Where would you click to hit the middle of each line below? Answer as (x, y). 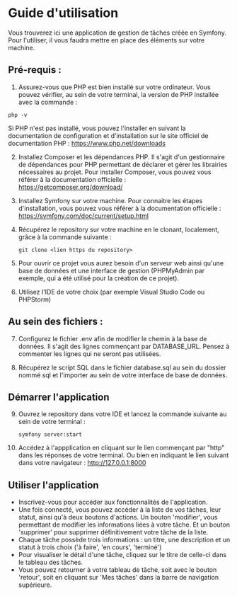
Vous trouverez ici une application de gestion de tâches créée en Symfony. (117, 33)
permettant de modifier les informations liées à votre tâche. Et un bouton (124, 525)
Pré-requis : (35, 70)
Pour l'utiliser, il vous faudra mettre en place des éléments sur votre (106, 40)
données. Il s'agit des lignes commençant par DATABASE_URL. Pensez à (124, 346)
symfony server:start (50, 435)
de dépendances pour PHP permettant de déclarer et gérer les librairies (123, 164)
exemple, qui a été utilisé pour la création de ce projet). (99, 278)
